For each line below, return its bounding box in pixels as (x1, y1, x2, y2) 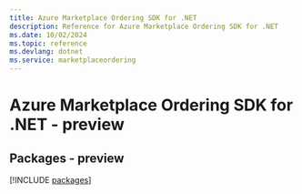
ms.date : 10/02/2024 (9, 30, 88, 39)
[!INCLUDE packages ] (9, 175, 92, 185)
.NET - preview (9, 115, 125, 135)
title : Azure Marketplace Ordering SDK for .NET (9, 13, 197, 23)
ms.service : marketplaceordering (9, 56, 136, 65)
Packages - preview (9, 150, 125, 166)
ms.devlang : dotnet (9, 47, 84, 56)
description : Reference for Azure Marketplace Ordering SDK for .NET (9, 22, 279, 31)
